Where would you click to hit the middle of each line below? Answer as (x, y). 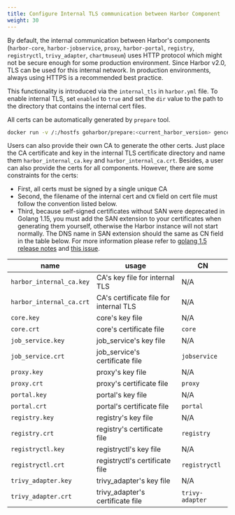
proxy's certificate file (133, 384)
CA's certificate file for (133, 298)
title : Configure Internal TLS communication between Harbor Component (114, 14)
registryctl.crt (38, 465)
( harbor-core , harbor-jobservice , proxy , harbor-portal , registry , (101, 48)
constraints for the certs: (43, 175)
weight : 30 (23, 20)
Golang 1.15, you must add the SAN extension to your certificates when (119, 219)
